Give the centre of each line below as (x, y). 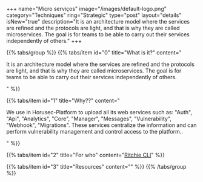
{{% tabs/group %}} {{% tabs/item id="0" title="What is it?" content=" (94, 53)
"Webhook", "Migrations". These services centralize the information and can (101, 125)
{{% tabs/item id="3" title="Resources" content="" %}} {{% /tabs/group (96, 167)
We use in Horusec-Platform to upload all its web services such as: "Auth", (99, 112)
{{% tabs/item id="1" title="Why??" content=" (63, 100)
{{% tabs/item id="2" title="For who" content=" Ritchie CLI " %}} (86, 155)
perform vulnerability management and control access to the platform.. (95, 132)
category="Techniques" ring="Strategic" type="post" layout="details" (94, 15)
